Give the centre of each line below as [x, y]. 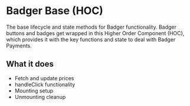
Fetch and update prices [44, 78]
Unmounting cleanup [40, 97]
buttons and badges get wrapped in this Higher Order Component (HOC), [95, 33]
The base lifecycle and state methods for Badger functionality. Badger [91, 27]
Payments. [19, 46]
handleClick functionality [45, 84]
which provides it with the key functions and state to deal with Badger [91, 39]
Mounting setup [34, 90]
